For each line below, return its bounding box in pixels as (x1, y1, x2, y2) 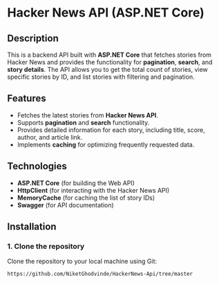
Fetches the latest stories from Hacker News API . (17, 111, 159, 119)
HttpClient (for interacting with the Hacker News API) (17, 186, 170, 194)
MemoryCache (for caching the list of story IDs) (17, 193, 155, 202)
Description (7, 32, 59, 44)
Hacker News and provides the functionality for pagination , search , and (7, 58, 213, 66)
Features (7, 93, 46, 104)
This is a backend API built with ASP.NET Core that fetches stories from (7, 50, 212, 59)
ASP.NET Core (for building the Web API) (17, 178, 135, 187)
